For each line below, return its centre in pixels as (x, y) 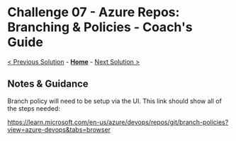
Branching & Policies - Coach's (100, 27)
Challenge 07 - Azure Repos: (94, 12)
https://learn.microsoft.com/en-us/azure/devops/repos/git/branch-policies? (118, 122)
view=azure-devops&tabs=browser (59, 129)
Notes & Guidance (48, 84)
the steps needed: (34, 108)
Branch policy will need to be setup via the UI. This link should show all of (114, 101)
